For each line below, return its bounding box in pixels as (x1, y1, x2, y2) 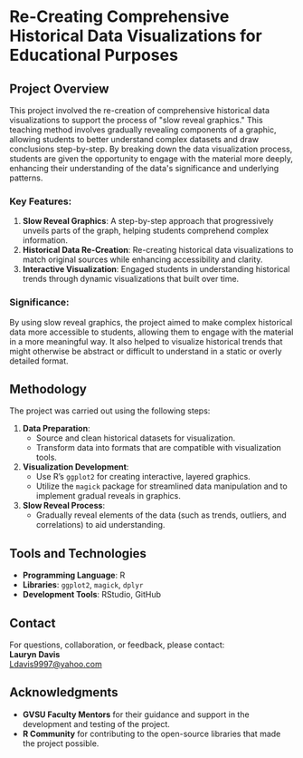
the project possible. (22, 737, 99, 749)
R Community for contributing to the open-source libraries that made (22, 728, 281, 739)
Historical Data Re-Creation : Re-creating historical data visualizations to (22, 245, 294, 256)
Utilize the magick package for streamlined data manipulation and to (35, 481, 288, 491)
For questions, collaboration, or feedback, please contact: (9, 639, 225, 650)
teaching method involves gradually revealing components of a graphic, (9, 124, 277, 135)
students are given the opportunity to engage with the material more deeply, (9, 153, 294, 164)
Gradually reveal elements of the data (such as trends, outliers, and (35, 510, 287, 520)
